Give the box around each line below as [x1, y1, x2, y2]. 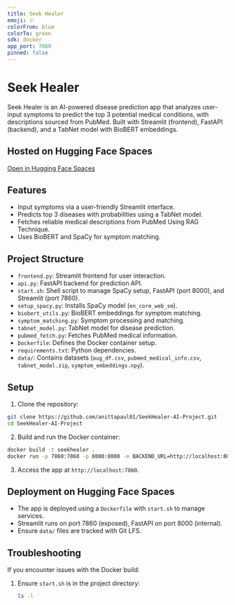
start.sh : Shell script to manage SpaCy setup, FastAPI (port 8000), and [17, 287, 225, 295]
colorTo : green [7, 29, 52, 37]
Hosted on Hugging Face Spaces [7, 145, 152, 158]
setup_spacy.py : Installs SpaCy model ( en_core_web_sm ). [17, 301, 178, 310]
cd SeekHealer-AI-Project [7, 420, 83, 427]
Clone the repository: [17, 400, 79, 409]
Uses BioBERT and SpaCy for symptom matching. [17, 233, 161, 241]
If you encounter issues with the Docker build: [7, 566, 140, 574]
